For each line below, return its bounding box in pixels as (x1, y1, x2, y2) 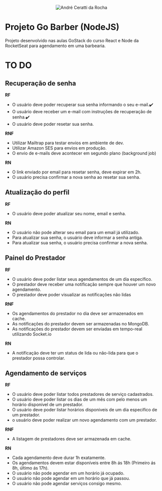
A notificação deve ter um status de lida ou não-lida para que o (12, 350, 138, 356)
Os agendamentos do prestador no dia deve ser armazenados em (12, 310, 144, 316)
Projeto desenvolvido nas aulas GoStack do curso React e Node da (5, 37, 139, 43)
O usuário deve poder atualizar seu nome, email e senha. (12, 210, 126, 216)
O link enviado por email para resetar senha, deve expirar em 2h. (12, 169, 142, 175)
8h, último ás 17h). (12, 465, 49, 471)
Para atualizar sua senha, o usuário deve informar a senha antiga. (12, 235, 143, 240)
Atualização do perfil (5, 188, 69, 197)
